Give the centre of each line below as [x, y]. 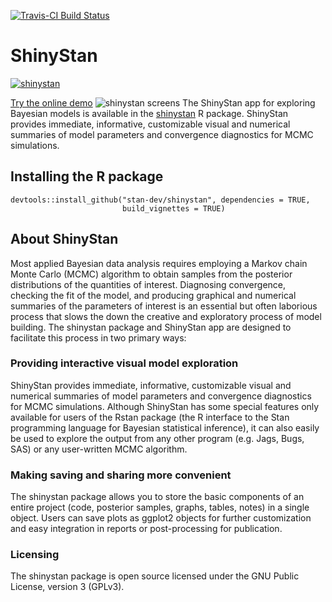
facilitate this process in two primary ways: [98, 337]
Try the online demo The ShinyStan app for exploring [163, 102]
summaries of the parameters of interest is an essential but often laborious [164, 306]
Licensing [35, 555]
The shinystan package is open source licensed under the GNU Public [155, 576]
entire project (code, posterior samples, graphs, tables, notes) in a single [160, 507]
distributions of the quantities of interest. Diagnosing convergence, [148, 284]
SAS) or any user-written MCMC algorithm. [99, 449]
